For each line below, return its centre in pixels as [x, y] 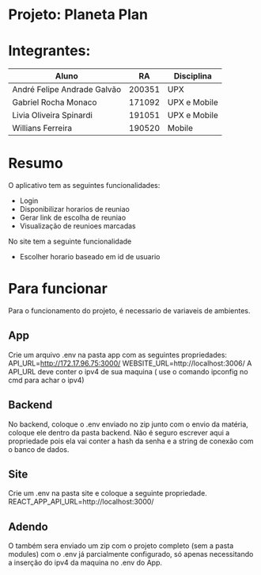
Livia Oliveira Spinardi [53, 115]
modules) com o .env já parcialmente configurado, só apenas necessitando [131, 554]
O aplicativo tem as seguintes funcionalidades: [84, 186]
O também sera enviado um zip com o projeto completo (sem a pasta [121, 546]
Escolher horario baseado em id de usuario [90, 257]
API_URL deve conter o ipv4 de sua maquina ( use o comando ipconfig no [128, 371]
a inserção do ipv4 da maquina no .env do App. [85, 563]
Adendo [28, 526]
